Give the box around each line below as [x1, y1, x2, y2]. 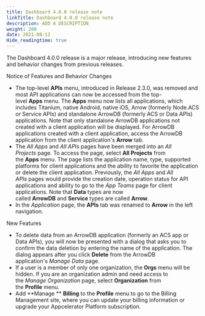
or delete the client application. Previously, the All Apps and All [15, 169, 173, 176]
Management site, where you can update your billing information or [15, 296, 185, 303]
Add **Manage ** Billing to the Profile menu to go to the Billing [15, 290, 177, 297]
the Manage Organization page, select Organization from [15, 277, 162, 284]
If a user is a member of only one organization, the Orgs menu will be [15, 264, 190, 271]
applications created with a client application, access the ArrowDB [15, 130, 183, 137]
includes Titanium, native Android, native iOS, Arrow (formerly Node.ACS [15, 104, 199, 111]
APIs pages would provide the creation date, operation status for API [15, 175, 188, 182]
